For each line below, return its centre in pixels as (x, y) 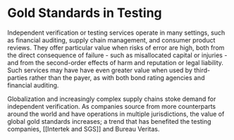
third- (202, 70)
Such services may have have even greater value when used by (100, 70)
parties (18, 77)
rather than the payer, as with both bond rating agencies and (117, 77)
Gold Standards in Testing (85, 13)
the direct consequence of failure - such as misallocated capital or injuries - (117, 55)
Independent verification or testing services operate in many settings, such (116, 33)
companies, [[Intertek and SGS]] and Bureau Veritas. (84, 129)
